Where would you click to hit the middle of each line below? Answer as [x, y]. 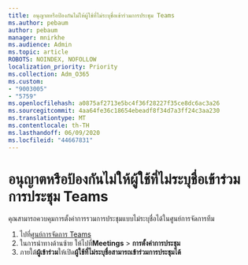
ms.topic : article [38, 52]
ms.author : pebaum [38, 23]
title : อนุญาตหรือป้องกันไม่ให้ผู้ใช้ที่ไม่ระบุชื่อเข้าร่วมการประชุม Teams [91, 15]
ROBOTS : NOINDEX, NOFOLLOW [52, 60]
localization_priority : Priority [63, 67]
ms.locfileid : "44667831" [50, 140]
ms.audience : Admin [40, 45]
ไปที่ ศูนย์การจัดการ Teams [56, 234]
